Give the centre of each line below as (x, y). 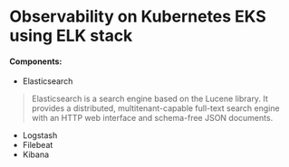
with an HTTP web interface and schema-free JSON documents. (152, 118)
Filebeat (38, 145)
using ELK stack (71, 36)
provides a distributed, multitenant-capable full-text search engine (155, 108)
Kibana (36, 154)
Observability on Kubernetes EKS (138, 17)
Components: (36, 61)
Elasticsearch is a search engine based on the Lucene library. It (150, 99)
